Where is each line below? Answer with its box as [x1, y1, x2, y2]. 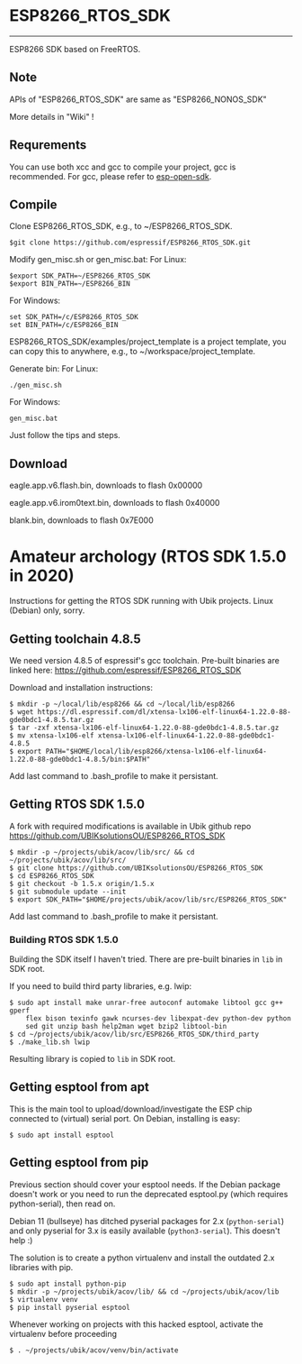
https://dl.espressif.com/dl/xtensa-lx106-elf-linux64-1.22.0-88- [37, 707, 292, 717]
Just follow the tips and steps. [9, 430, 121, 441]
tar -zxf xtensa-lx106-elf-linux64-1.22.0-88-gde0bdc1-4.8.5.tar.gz [17, 723, 280, 732]
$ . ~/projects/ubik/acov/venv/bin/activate [9, 1345, 179, 1355]
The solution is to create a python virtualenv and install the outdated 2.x [9, 1252, 275, 1263]
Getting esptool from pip [9, 1155, 149, 1170]
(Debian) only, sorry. [9, 605, 85, 616]
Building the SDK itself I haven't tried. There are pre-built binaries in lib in [9, 954, 283, 965]
